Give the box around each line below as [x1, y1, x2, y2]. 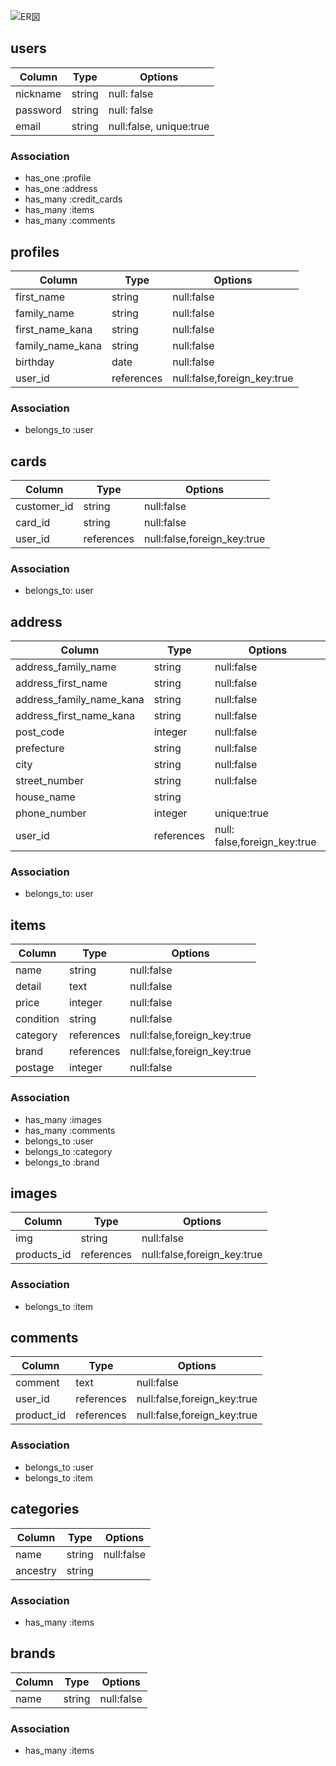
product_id [15, 1408, 67, 1422]
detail [15, 980, 42, 994]
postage [15, 1061, 55, 1075]
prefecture [15, 741, 65, 755]
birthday [15, 355, 55, 369]
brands [10, 1645, 56, 1662]
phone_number [15, 806, 87, 820]
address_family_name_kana [15, 693, 145, 707]
